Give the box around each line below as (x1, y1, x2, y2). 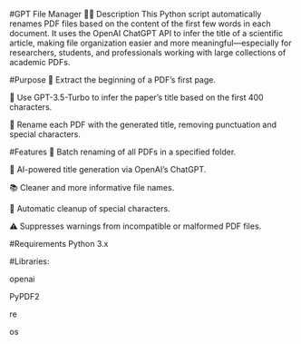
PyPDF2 (9, 291, 40, 301)
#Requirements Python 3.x (9, 239, 109, 249)
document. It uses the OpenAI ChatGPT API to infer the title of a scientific (9, 28, 284, 38)
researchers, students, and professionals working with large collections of (9, 47, 286, 58)
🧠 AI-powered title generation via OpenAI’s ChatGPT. (9, 164, 207, 174)
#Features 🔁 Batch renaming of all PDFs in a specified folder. (9, 146, 237, 157)
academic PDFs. (9, 57, 71, 67)
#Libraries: (9, 256, 50, 267)
